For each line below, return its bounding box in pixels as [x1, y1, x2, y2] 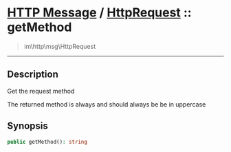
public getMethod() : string [7, 138, 88, 145]
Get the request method [7, 87, 75, 95]
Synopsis [7, 120, 48, 132]
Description [7, 69, 58, 80]
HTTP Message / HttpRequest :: [7, 5, 192, 21]
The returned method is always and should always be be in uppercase [7, 100, 206, 108]
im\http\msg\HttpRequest [23, 42, 96, 50]
